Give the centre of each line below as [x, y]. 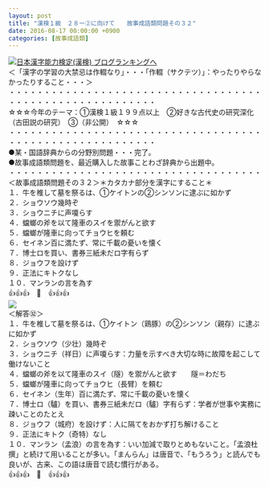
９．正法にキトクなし [43, 273]
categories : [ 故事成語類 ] [49, 38]
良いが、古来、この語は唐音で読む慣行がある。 [86, 464]
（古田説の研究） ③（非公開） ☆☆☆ [73, 122]
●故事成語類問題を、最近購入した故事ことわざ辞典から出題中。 [114, 162]
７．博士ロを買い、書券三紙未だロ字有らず [79, 253]
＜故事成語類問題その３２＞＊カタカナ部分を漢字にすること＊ [110, 182]
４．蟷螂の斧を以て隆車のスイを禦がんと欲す [82, 223]
